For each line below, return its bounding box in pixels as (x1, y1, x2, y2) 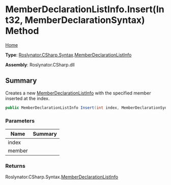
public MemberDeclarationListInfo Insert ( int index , (5, 105, 120, 110)
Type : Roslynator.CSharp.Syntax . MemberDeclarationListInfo (5, 52, 132, 58)
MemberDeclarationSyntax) (24, 14, 145, 26)
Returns (5, 162, 25, 169)
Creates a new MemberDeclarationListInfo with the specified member (5, 90, 151, 96)
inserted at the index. (5, 95, 50, 101)
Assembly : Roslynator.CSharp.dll (5, 61, 75, 68)
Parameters (5, 117, 35, 124)
